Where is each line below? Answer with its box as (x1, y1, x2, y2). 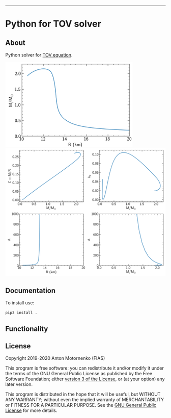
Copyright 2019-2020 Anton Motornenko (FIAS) (5, 355, 105, 361)
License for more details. (5, 407, 58, 413)
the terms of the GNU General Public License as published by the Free (5, 371, 153, 377)
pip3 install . (5, 310, 38, 316)
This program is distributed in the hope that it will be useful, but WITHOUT (5, 391, 161, 398)
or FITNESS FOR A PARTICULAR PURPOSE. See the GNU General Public (5, 402, 157, 408)
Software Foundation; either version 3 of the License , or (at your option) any (5, 376, 165, 382)
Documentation (5, 286, 56, 295)
